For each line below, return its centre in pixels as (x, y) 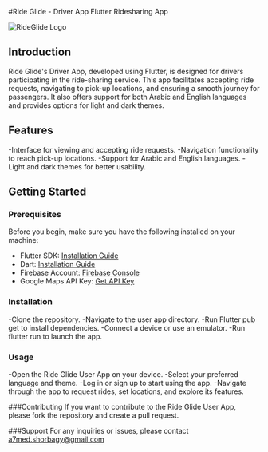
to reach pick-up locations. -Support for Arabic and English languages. (124, 158)
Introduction (40, 52)
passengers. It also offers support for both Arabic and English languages (128, 97)
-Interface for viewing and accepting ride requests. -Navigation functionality (134, 149)
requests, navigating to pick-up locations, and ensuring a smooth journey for (134, 88)
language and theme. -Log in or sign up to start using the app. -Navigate (128, 383)
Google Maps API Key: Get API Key (77, 281)
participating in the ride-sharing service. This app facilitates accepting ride (131, 80)
